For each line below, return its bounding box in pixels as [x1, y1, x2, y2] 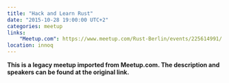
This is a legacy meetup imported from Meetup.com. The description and [7, 61, 220, 69]
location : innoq [7, 42, 53, 49]
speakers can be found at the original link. [7, 68, 130, 76]
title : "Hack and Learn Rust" [7, 10, 94, 17]
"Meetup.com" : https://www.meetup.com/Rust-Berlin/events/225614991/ [19, 36, 223, 43]
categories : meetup [7, 23, 63, 29]
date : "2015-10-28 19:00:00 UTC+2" [7, 16, 109, 23]
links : [7, 29, 26, 36]
